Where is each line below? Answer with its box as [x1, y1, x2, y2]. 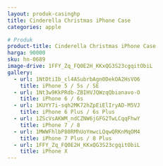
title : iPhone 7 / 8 [20, 121, 80, 129]
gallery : [7, 69, 33, 76]
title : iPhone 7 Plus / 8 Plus [20, 135, 112, 142]
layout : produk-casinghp [7, 10, 80, 18]
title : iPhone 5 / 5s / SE [20, 82, 99, 89]
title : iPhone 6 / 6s [20, 95, 83, 102]
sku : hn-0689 [7, 56, 46, 64]
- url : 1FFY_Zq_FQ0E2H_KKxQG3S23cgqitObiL [13, 141, 140, 148]
